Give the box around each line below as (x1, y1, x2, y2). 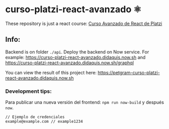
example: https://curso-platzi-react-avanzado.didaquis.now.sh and (5, 54, 146, 60)
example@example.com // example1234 (5, 119, 83, 124)
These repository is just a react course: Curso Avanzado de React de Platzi (5, 20, 162, 27)
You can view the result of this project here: (5, 69, 97, 75)
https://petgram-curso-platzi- (97, 69, 160, 75)
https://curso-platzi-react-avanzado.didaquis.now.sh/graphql (5, 60, 134, 66)
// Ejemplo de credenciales (5, 115, 65, 120)
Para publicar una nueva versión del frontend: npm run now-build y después (5, 99, 164, 106)
